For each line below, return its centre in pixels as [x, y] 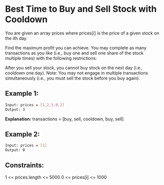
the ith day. [16, 38]
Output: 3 [15, 109]
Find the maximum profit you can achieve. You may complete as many [76, 48]
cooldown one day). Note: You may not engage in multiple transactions [77, 73]
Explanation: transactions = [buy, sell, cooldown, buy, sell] [64, 119]
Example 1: [22, 93]
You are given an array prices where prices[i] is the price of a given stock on [82, 33]
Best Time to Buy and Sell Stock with [81, 9]
